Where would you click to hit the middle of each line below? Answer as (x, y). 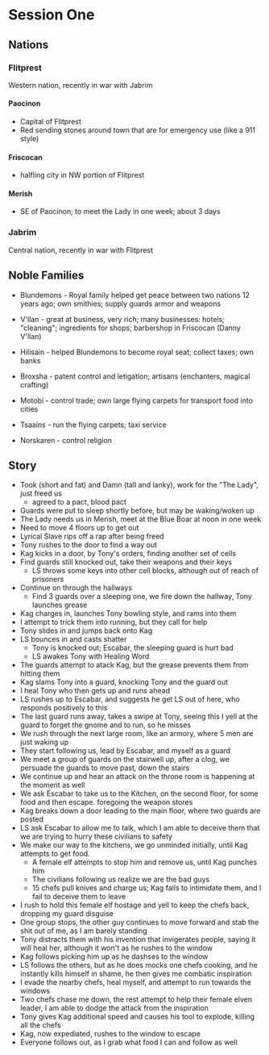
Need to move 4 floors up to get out (79, 528)
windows (35, 991)
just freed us (41, 493)
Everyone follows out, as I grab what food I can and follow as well (128, 1042)
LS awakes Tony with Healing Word (91, 656)
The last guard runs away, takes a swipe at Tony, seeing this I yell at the (139, 717)
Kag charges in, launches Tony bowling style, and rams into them (128, 613)
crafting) (34, 384)
